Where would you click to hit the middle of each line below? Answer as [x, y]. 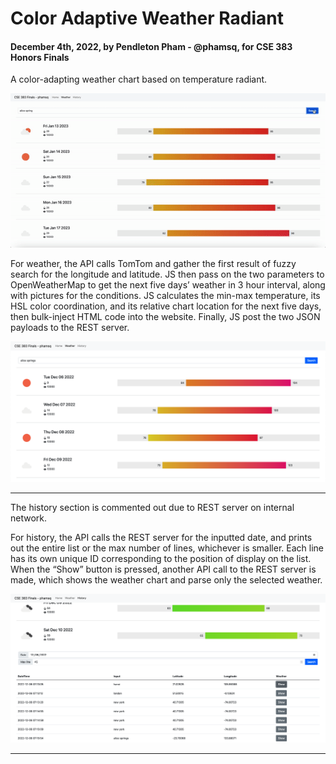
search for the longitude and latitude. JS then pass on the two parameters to [167, 274]
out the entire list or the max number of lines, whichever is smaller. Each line [167, 548]
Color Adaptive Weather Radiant [147, 18]
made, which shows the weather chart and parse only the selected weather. [166, 579]
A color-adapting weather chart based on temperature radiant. [139, 79]
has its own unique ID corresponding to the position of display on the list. [161, 558]
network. [29, 518]
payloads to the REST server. [70, 328]
